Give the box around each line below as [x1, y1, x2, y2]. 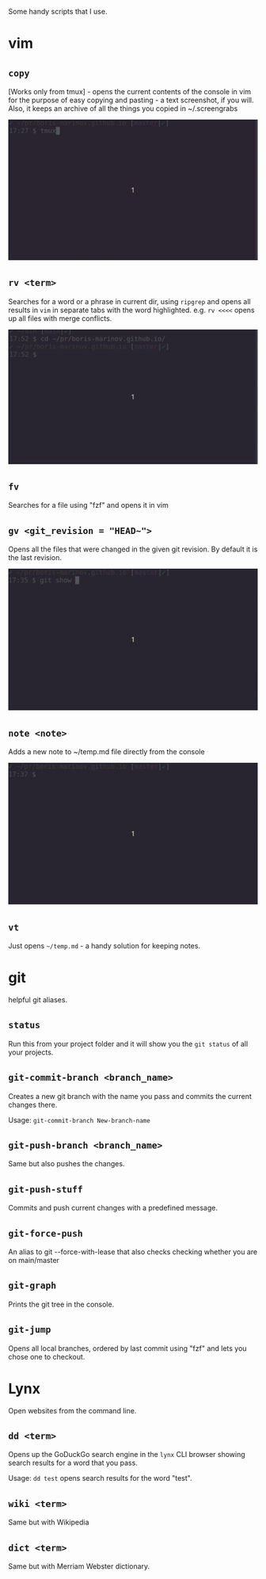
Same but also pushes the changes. [8, 1159, 125, 1169]
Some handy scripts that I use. [8, 7, 108, 16]
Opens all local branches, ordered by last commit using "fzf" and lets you [8, 1343, 247, 1353]
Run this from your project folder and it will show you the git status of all [8, 1039, 249, 1048]
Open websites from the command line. [8, 1405, 137, 1415]
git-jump [8, 1324, 51, 1336]
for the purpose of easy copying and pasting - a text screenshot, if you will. [8, 95, 255, 105]
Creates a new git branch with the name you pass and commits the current [8, 1091, 252, 1100]
